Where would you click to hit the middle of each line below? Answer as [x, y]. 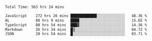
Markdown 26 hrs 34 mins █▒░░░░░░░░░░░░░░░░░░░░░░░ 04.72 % [76, 29]
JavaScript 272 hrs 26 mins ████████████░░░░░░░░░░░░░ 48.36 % [76, 16]
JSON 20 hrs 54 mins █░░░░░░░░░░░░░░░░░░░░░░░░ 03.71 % [76, 34]
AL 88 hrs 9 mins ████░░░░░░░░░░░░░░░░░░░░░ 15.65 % [76, 20]
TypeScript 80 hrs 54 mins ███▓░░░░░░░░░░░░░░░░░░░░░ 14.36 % [76, 25]
